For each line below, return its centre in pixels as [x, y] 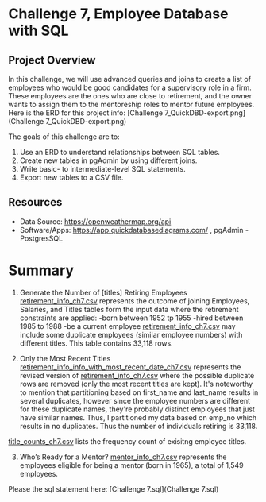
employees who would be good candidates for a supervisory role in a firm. [130, 87]
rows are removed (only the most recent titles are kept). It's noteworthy [136, 384]
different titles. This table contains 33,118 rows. [96, 343]
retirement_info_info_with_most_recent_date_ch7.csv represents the [130, 367]
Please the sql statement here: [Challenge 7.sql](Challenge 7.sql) [114, 488]
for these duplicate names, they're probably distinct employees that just [137, 409]
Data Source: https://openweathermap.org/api [95, 221]
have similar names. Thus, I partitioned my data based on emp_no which [138, 417]
